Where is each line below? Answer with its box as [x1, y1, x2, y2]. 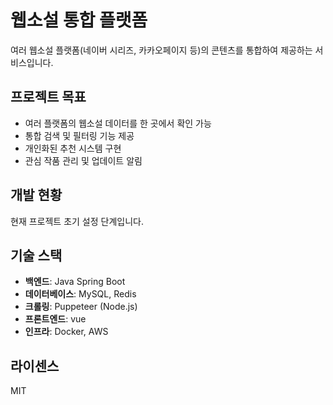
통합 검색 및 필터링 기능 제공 [24, 129, 135, 141]
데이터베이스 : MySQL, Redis [24, 288, 137, 300]
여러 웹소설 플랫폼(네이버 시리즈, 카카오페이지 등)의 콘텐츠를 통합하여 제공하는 [10, 44, 313, 56]
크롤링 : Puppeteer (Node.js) [24, 301, 138, 313]
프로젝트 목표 [10, 89, 87, 106]
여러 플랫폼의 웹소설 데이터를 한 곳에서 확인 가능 [24, 117, 212, 129]
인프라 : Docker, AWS [24, 326, 109, 338]
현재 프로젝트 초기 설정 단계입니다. [10, 215, 144, 227]
